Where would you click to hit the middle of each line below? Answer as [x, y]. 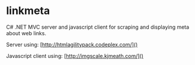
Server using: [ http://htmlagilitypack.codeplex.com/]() [72, 45]
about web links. [26, 33]
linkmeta [28, 11]
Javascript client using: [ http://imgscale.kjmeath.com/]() [75, 56]
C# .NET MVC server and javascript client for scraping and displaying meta [98, 27]
